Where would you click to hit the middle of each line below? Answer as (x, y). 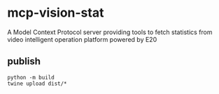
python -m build (31, 77)
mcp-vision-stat (56, 13)
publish (24, 62)
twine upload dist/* (37, 84)
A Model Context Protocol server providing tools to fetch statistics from (110, 32)
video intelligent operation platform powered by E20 (82, 39)
